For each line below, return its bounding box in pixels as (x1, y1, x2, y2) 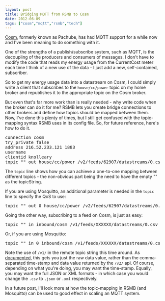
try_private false (5, 140, 50, 145)
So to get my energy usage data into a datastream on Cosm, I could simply (5, 79, 156, 85)
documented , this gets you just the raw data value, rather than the (5, 255, 139, 261)
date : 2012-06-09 (5, 16, 41, 21)
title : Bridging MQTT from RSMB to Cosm (5, 12, 89, 17)
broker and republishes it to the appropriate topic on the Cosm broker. (5, 90, 147, 96)
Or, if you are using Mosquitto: (5, 231, 66, 237)
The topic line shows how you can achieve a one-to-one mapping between (5, 169, 158, 175)
